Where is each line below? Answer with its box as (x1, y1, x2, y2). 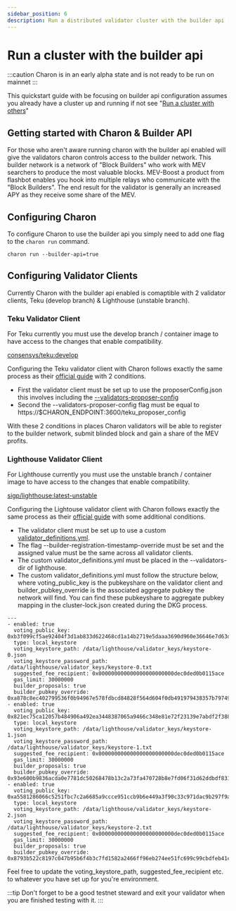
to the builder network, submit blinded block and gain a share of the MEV (7, 429, 219, 438)
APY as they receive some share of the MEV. (7, 191, 136, 199)
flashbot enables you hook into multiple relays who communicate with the (7, 175, 221, 184)
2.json (7, 812, 27, 819)
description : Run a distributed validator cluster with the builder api (7, 17, 225, 24)
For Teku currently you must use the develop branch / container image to (7, 330, 219, 338)
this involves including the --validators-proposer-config (17, 393, 179, 402)
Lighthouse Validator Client (7, 454, 103, 464)
